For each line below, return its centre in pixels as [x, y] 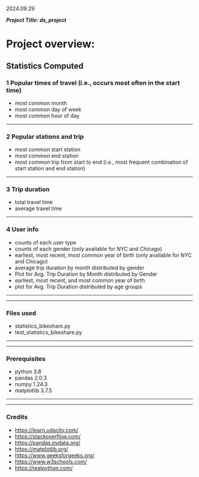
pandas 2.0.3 [31, 378]
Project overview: [50, 44]
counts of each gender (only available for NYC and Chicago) [88, 249]
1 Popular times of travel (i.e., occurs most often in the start [93, 82]
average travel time [38, 209]
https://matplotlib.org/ [41, 449]
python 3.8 [28, 372]
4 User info [23, 230]
